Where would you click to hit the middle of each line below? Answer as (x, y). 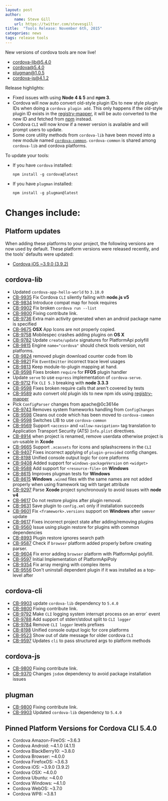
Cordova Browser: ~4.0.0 (38, 756)
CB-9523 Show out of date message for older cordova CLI (73, 635)
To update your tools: (27, 155)
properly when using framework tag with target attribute (71, 484)
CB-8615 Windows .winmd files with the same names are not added (82, 479)
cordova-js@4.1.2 (30, 78)
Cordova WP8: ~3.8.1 (34, 793)
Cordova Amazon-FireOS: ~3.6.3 (46, 740)
